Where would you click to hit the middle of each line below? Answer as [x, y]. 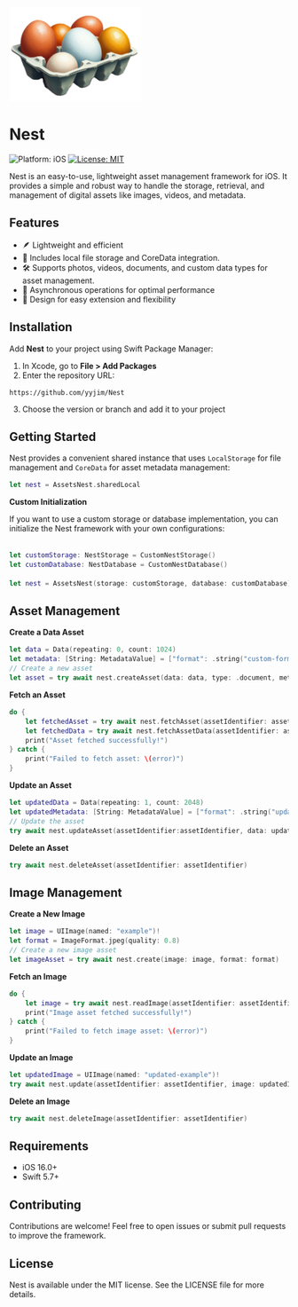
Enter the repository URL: [68, 375]
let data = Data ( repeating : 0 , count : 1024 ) [93, 650]
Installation [41, 327]
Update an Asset [41, 785]
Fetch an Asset [38, 695]
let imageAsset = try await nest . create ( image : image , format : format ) [144, 959]
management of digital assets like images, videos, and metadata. [128, 195]
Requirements [49, 1146]
